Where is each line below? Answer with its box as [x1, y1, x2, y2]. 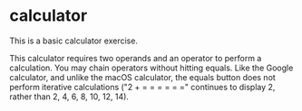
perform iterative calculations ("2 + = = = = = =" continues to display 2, [9, 81, 276, 92]
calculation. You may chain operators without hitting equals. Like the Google [9, 62, 294, 73]
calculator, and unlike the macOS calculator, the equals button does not [9, 71, 277, 82]
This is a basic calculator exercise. [9, 35, 139, 46]
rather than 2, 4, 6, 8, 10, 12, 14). [9, 91, 130, 102]
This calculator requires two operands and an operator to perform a [9, 52, 262, 63]
